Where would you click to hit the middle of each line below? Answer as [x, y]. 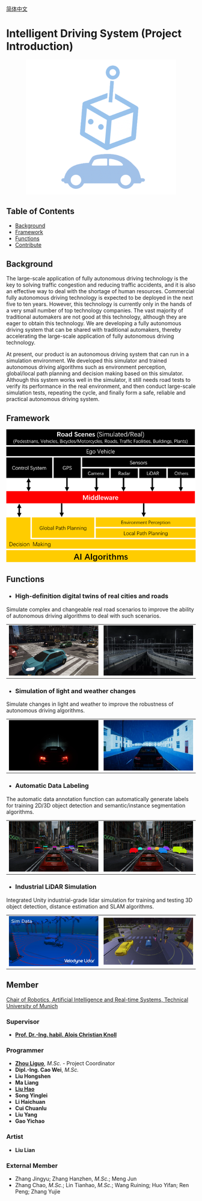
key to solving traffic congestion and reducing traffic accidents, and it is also [101, 285]
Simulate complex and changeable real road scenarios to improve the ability [100, 609]
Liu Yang [26, 1115]
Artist [15, 1137]
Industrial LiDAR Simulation [56, 887]
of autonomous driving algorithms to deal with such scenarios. [84, 616]
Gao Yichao [30, 1121]
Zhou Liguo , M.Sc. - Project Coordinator [65, 1063]
